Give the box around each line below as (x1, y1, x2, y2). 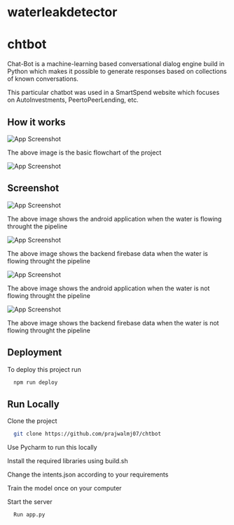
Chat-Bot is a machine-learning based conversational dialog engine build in (7, 60, 225, 68)
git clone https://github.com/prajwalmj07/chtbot (13, 430, 161, 438)
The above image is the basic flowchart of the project (7, 148, 162, 157)
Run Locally (7, 398, 60, 410)
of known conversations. (7, 74, 79, 83)
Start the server (7, 498, 53, 506)
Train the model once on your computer (7, 484, 122, 493)
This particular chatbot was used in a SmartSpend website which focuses (7, 89, 220, 97)
